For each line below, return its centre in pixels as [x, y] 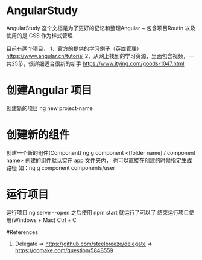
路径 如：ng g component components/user [61, 167]
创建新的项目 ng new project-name [50, 108]
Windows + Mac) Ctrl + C [45, 220]
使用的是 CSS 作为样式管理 [40, 35]
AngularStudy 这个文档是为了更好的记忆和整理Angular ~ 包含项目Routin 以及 [101, 28]
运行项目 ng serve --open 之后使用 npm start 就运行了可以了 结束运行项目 [98, 212]
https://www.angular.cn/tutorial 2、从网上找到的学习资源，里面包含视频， [97, 56]
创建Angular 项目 [49, 90]
